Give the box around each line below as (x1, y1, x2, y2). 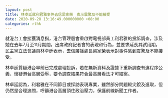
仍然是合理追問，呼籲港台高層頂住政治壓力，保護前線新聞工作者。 (5, 88, 141, 94)
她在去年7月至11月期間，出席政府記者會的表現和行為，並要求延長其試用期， (5, 42, 160, 48)
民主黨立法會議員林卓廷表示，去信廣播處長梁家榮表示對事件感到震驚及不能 (5, 48, 158, 54)
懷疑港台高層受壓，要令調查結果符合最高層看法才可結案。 (13, 71, 132, 77)
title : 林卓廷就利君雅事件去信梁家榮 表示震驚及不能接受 (5, 12, 110, 17)
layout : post (5, 7, 32, 12)
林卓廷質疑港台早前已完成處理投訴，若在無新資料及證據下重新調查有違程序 (5, 65, 158, 71)
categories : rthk (5, 21, 41, 26)
